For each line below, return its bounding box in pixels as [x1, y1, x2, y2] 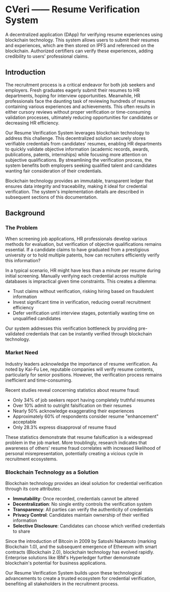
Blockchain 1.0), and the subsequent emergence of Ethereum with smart [5, 544, 157, 550]
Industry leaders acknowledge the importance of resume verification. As [5, 361, 158, 367]
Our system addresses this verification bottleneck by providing [5, 325, 138, 331]
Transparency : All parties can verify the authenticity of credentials [12, 506, 153, 513]
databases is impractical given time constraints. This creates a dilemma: [5, 278, 157, 285]
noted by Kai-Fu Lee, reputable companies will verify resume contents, [5, 366, 154, 372]
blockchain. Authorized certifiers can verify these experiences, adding [5, 48, 154, 54]
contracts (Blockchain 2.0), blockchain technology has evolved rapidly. [5, 549, 155, 555]
